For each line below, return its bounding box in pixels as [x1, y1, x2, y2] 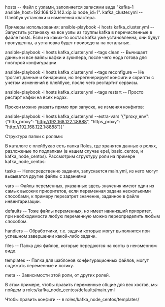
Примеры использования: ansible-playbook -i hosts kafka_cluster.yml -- [5, 24, 154, 30]
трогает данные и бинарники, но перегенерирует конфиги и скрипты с [5, 75, 154, 80]
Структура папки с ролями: [5, 134, 63, 139]
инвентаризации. [5, 198, 41, 204]
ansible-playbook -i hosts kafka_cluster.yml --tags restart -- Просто [5, 89, 144, 95]
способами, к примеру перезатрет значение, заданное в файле [5, 194, 139, 199]
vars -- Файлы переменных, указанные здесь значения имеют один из [5, 183, 154, 189]
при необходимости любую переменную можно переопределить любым [5, 213, 160, 219]
